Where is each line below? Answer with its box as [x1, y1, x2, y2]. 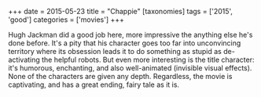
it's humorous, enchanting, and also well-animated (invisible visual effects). [8, 63, 252, 73]
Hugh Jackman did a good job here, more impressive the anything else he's [8, 31, 253, 39]
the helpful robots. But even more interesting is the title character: [42, 55, 255, 64]
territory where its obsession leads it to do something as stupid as [8, 47, 222, 56]
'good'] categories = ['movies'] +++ [8, 15, 124, 24]
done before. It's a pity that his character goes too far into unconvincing [8, 38, 241, 48]
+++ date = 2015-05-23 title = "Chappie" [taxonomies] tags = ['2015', [8, 7, 233, 16]
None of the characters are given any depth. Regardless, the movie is [8, 72, 233, 81]
